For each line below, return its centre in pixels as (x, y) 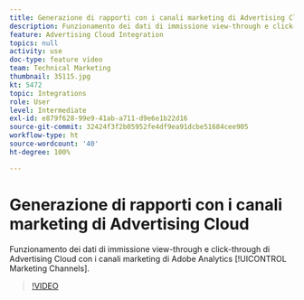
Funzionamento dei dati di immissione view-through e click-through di (140, 248)
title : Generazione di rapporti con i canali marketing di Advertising (147, 18)
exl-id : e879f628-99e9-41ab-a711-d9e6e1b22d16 (99, 118)
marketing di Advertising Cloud (129, 224)
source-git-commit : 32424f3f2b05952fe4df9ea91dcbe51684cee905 (129, 127)
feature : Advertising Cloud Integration (87, 34)
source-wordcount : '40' (54, 144)
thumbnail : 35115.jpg (50, 77)
